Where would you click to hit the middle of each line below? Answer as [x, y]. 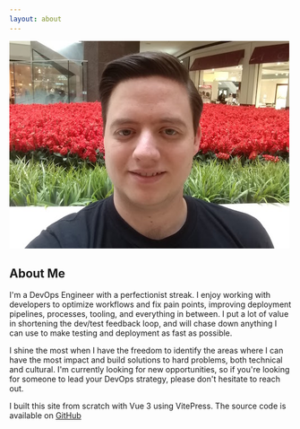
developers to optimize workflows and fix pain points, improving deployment [150, 304]
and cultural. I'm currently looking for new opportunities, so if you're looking [150, 370]
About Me [37, 274]
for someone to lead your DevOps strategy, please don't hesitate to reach [145, 379]
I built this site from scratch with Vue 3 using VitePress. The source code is [148, 406]
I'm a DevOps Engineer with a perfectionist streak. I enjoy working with [140, 295]
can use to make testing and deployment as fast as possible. [121, 333]
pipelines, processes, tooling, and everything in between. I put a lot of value [149, 314]
